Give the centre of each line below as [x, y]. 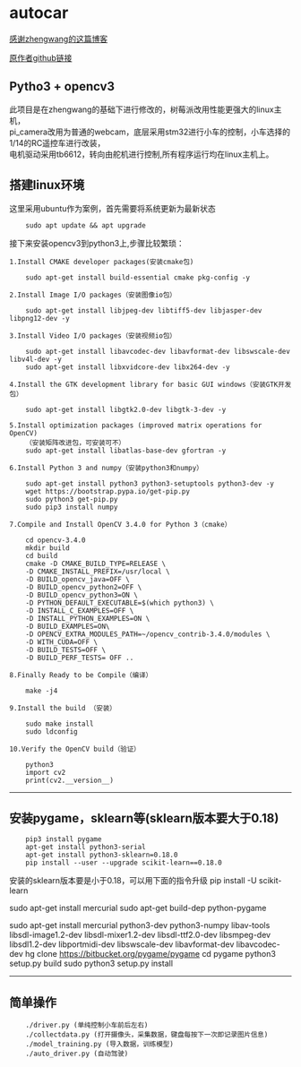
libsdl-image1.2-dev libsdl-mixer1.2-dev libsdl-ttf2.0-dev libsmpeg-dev [140, 935]
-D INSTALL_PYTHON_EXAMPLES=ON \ [88, 618]
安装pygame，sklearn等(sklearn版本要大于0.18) [144, 818]
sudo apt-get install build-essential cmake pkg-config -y [138, 277]
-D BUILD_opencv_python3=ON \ [82, 595]
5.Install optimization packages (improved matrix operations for [136, 425]
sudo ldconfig [52, 731]
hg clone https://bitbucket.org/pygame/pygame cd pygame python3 [150, 954]
